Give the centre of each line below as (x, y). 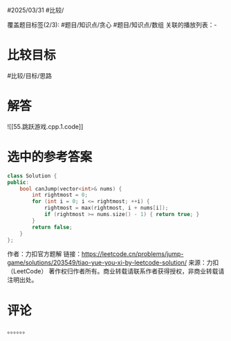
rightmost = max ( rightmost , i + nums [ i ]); (106, 208)
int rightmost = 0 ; (60, 195)
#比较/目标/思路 (29, 75)
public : (18, 182)
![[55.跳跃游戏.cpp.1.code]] (45, 126)
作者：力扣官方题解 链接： (44, 254)
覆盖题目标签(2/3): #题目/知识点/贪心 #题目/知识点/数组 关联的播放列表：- (112, 25)
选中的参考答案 (50, 157)
